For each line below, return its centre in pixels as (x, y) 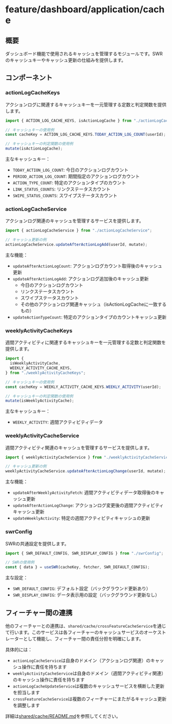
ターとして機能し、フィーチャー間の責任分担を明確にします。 (79, 638)
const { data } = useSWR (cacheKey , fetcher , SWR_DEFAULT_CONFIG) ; (78, 567)
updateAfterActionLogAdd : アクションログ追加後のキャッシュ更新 (81, 279)
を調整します (26, 705)
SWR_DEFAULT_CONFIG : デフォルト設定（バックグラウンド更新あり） (82, 589)
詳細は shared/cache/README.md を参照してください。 (63, 716)
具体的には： (19, 649)
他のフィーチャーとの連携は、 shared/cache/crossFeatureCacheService (79, 626)
